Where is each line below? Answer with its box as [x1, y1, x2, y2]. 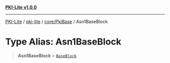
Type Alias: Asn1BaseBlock [5, 36, 121, 47]
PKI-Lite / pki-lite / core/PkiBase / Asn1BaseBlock [5, 18, 108, 24]
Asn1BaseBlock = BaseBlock [17, 52, 77, 58]
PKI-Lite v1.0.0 [5, 4, 37, 10]
